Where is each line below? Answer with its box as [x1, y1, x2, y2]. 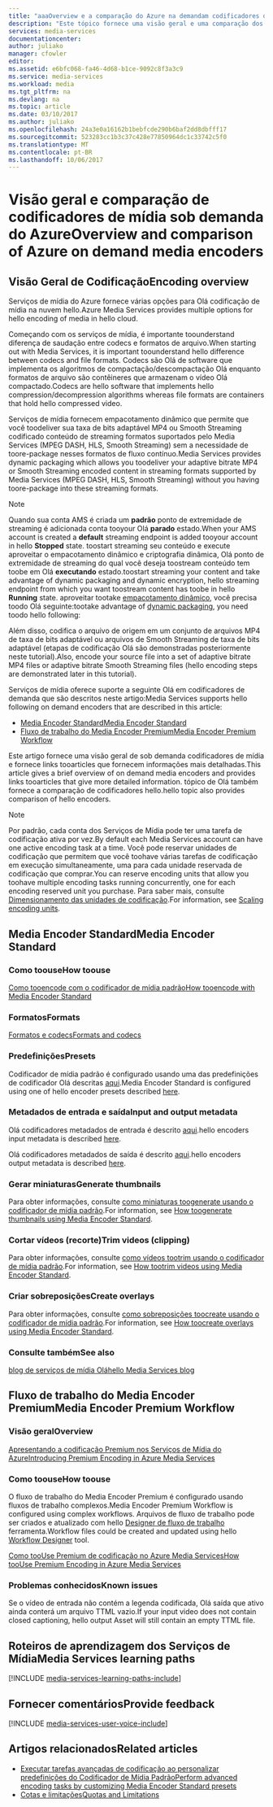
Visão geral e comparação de [8, 190, 210, 209]
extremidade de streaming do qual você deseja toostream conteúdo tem [8, 558, 250, 568]
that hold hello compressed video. [8, 399, 123, 408]
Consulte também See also [8, 1347, 115, 1358]
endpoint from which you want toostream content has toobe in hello [8, 584, 236, 594]
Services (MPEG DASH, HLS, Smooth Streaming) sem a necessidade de [8, 440, 249, 450]
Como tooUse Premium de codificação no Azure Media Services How [8, 1551, 240, 1560]
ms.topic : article [8, 103, 71, 111]
